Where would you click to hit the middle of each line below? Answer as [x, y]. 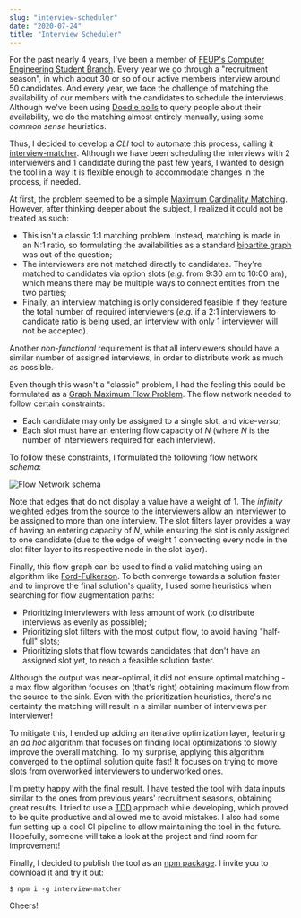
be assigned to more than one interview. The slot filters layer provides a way [150, 521]
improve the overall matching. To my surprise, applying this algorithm [137, 752]
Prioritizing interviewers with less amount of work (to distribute [138, 613]
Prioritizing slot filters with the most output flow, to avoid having [140, 632]
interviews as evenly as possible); [85, 622]
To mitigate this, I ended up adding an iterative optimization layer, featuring [147, 733]
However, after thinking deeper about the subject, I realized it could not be [146, 209]
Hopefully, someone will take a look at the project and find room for [133, 836]
